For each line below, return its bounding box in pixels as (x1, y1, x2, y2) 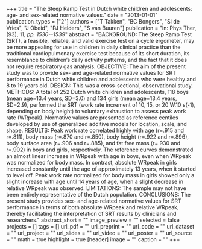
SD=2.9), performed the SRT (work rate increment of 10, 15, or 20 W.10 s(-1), (6, 101, 196, 108)
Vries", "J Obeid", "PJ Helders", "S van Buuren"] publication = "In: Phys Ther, (6, 24, 197, 31)
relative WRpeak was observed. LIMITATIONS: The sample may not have (6, 184, 187, 192)
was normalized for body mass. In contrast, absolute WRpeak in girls (6, 159, 177, 166)
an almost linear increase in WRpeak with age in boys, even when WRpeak (6, 153, 192, 159)
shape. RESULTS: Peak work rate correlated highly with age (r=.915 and (6, 127, 184, 134)
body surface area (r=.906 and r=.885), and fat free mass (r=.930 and (6, 140, 181, 147)
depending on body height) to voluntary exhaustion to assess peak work (6, 108, 186, 115)
